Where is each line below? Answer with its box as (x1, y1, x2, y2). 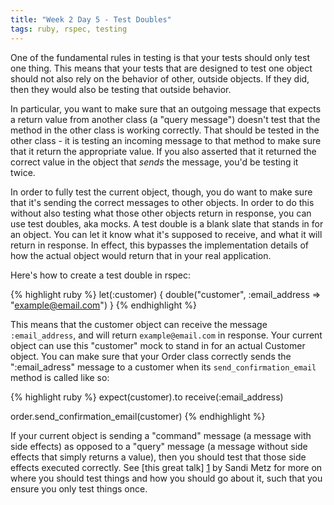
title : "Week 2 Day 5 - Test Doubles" (10, 14, 172, 25)
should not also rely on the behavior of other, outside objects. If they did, (10, 72, 310, 85)
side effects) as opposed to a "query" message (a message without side (10, 440, 308, 452)
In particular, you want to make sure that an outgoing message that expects (10, 102, 322, 115)
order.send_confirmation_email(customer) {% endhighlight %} (10, 410, 266, 422)
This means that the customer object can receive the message (10, 318, 268, 330)
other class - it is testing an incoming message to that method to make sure (10, 134, 322, 146)
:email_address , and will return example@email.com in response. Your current (10, 329, 323, 341)
